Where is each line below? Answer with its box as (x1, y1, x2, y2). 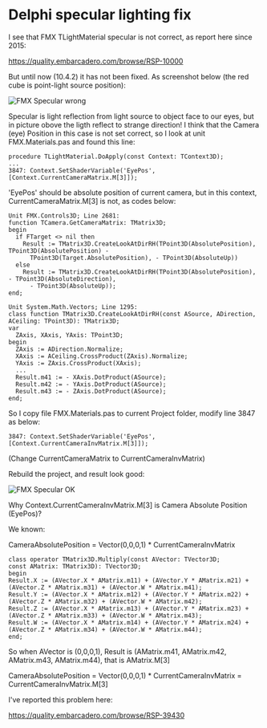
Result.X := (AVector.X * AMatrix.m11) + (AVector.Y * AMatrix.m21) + (8, 576, 249, 584)
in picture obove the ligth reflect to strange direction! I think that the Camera (8, 120, 260, 129)
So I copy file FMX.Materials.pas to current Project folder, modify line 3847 (8, 408, 256, 418)
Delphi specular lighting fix (8, 6, 192, 24)
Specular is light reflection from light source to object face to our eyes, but (8, 111, 254, 121)
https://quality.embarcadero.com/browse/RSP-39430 (8, 710, 185, 720)
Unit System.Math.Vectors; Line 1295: (8, 303, 138, 311)
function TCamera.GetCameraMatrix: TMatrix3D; (8, 218, 167, 226)
